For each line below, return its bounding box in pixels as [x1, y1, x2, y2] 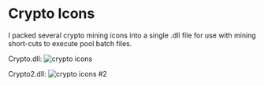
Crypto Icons [8, 5, 95, 23]
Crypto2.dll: [8, 69, 46, 78]
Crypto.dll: [8, 54, 43, 63]
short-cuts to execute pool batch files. [8, 38, 132, 48]
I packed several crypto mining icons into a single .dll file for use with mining [8, 30, 256, 40]
